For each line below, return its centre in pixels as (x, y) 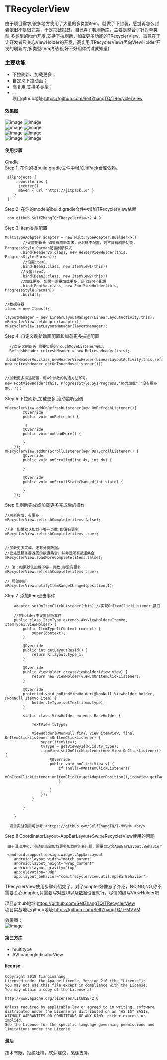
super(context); (48, 633)
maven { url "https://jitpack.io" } (56, 190)
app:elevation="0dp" (35, 872)
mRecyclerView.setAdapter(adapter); (43, 322)
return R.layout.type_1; (57, 654)
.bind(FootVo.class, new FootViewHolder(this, (70, 286)
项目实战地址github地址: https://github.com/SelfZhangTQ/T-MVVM (73, 909)
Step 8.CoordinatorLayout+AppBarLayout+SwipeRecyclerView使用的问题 (80, 836)
